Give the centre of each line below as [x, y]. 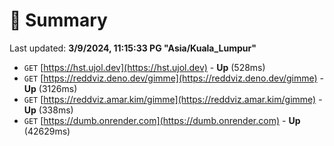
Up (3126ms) [50, 88]
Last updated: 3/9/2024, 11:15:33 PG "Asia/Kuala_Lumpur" [133, 48]
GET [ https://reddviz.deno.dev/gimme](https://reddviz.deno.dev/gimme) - [174, 78]
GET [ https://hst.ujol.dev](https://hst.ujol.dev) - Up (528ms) [144, 67]
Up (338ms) [48, 110]
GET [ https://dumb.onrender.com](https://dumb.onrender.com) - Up [162, 120]
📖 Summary [58, 20]
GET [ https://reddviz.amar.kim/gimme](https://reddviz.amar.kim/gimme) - [173, 99]
